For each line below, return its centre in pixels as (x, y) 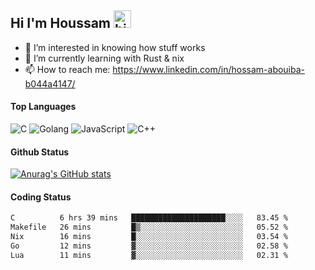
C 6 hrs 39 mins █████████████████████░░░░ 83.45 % (149, 218)
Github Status (40, 152)
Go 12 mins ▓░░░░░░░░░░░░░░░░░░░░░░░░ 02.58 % (149, 246)
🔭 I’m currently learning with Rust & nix (104, 58)
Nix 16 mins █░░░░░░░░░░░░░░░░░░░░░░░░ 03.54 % (149, 237)
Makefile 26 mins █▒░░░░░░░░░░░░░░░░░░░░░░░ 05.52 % (149, 227)
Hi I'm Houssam (61, 23)
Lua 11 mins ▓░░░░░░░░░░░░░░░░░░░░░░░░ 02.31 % (149, 255)
